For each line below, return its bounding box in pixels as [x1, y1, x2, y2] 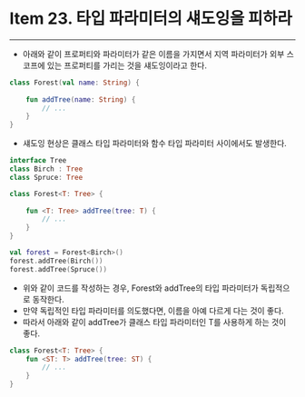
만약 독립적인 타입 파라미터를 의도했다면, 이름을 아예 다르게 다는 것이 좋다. [22, 305, 284, 316]
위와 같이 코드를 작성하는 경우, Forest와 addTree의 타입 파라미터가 [22, 283, 259, 293]
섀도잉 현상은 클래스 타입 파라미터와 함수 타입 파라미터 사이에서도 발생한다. [22, 138, 288, 149]
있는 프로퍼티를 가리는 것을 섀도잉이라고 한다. [46, 60, 207, 71]
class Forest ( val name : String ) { [9, 78, 141, 87]
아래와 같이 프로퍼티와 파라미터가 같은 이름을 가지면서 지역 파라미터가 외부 [22, 48, 285, 59]
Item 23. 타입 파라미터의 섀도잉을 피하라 [9, 8, 292, 29]
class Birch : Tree [9, 164, 84, 174]
